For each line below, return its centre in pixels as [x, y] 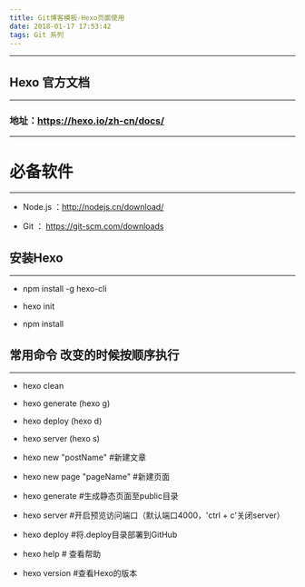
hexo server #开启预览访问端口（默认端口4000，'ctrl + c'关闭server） [153, 515]
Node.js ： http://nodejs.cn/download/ [93, 207]
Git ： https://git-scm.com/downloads [93, 226]
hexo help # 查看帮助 [62, 554]
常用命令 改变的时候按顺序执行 [94, 355]
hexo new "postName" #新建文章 [84, 458]
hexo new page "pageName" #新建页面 [96, 477]
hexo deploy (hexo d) [62, 421]
